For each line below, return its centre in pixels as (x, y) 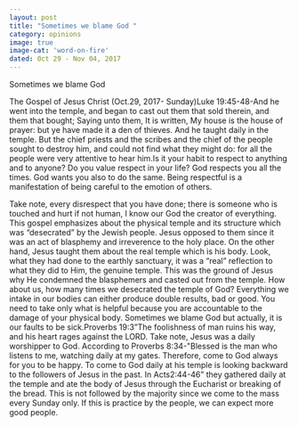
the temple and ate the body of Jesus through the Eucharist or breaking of (145, 384)
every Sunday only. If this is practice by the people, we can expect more (141, 403)
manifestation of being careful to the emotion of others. (111, 187)
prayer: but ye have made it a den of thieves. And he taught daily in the (139, 130)
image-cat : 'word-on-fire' (59, 51)
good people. (34, 412)
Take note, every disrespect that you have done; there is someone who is (144, 204)
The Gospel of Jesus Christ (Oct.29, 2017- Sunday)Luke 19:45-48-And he (145, 102)
